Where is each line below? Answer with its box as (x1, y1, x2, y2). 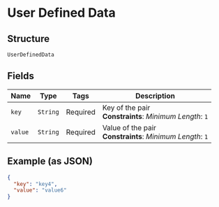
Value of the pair (102, 122, 157, 132)
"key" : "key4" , (13, 180, 58, 187)
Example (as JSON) (7, 155, 93, 167)
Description (135, 91, 176, 101)
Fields (7, 70, 35, 82)
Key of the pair (102, 103, 151, 113)
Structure (7, 33, 50, 45)
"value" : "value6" (13, 187, 68, 194)
